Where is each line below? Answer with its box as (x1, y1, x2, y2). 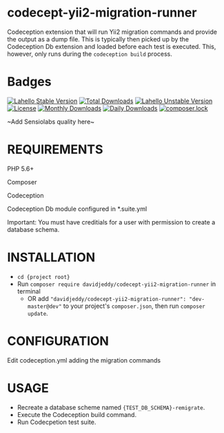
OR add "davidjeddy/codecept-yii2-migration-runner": (27, 294, 187, 302)
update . (27, 309, 48, 317)
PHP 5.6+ (7, 164, 34, 173)
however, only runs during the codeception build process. (7, 50, 172, 58)
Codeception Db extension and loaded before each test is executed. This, (7, 42, 216, 50)
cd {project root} (17, 273, 70, 280)
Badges (7, 74, 52, 90)
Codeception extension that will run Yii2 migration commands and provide (7, 28, 217, 36)
